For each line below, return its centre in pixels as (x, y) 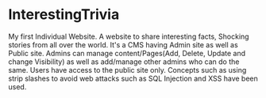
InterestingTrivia (64, 15)
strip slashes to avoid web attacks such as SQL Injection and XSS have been (133, 78)
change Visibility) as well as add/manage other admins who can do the (124, 62)
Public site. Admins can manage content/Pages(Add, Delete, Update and (127, 53)
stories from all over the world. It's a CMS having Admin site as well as (123, 44)
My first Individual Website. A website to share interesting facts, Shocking (129, 36)
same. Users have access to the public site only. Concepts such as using (127, 70)
